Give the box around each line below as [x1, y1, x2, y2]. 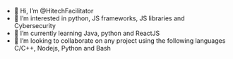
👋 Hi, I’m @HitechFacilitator [13, 7, 94, 15]
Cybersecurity [13, 22, 56, 29]
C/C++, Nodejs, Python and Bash [13, 44, 112, 52]
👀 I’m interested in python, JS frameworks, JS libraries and [13, 14, 185, 22]
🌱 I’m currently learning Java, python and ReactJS [13, 29, 160, 37]
